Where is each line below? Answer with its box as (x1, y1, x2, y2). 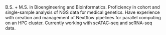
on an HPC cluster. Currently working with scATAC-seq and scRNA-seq (5, 20, 152, 26)
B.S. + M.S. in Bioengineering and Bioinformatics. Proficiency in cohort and (5, 4, 160, 10)
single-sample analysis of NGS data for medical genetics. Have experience (5, 9, 160, 15)
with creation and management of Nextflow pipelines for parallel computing (5, 15, 161, 20)
